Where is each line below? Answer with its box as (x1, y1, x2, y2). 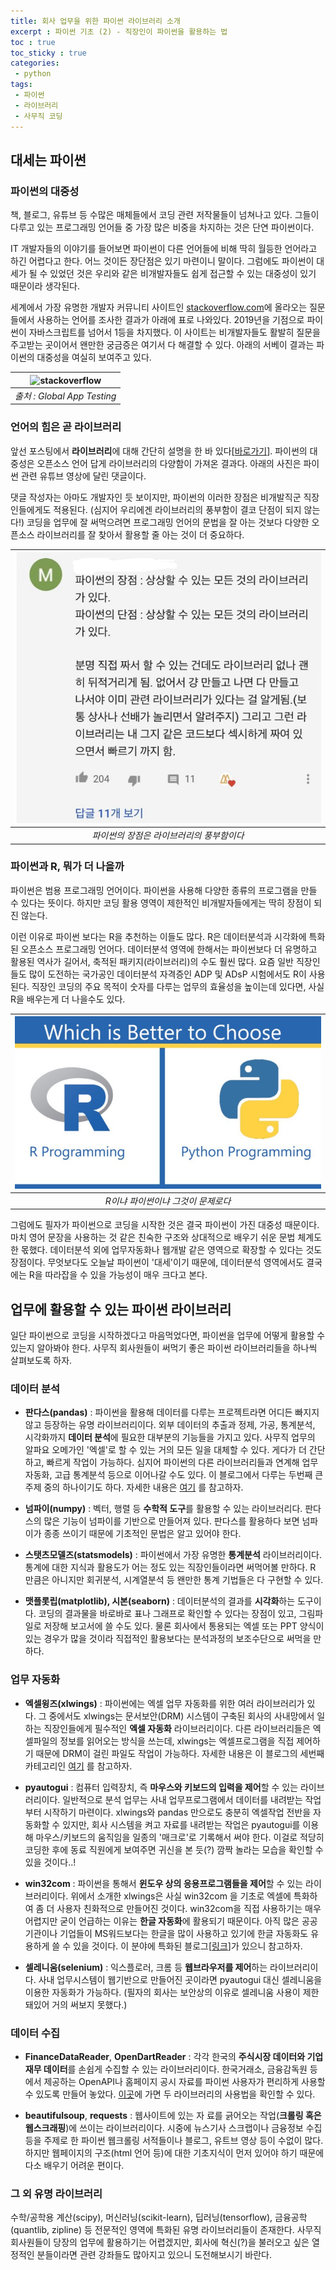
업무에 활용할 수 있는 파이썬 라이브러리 (10, 1301, 232, 1318)
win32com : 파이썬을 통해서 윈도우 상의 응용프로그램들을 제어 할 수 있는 (24, 1877, 304, 1889)
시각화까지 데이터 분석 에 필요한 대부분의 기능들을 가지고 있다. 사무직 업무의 (24, 1431, 316, 1444)
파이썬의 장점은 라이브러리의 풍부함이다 (91, 830, 245, 842)
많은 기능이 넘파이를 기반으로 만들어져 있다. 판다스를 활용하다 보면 (43, 1515, 300, 1527)
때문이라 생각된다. (10, 280, 81, 292)
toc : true (10, 37, 56, 47)
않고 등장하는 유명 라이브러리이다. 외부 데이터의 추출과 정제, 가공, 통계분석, (24, 1419, 316, 1431)
